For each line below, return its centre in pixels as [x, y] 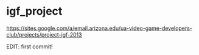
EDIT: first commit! [30, 46]
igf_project [34, 11]
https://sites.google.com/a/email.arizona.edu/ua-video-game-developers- [100, 28]
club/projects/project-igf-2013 [44, 34]
